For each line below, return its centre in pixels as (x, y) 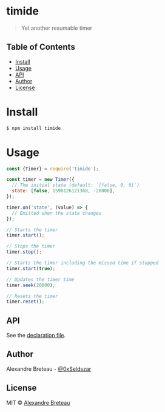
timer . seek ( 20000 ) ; (31, 285)
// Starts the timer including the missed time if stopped (82, 263)
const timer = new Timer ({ (40, 180)
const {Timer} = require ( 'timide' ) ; (52, 169)
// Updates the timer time (40, 279)
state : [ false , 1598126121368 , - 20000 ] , (63, 191)
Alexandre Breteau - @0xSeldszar (49, 369)
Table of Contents (41, 47)
